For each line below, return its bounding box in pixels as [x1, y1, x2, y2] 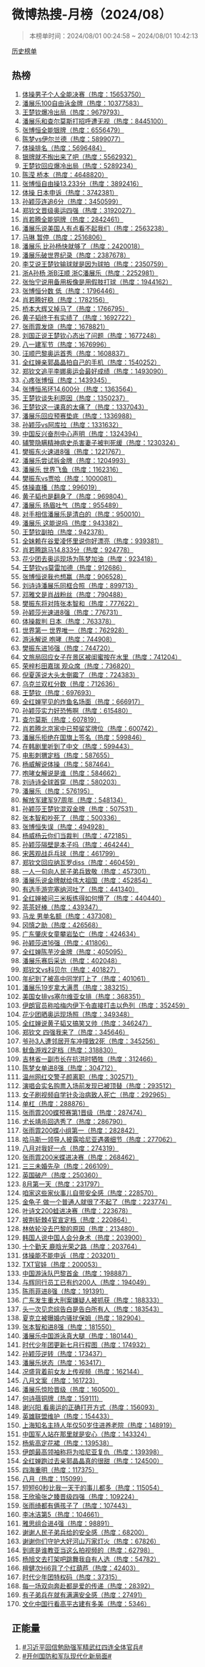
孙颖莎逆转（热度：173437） [21, 1349, 106, 1358]
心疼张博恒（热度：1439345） [21, 376, 111, 384]
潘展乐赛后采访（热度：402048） [21, 956, 121, 965]
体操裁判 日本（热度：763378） [21, 617, 116, 625]
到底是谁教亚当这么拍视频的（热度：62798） [21, 1546, 154, 1554]
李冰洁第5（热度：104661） [21, 1510, 104, 1518]
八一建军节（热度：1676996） [21, 340, 111, 349]
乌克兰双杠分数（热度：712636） [21, 680, 119, 688]
